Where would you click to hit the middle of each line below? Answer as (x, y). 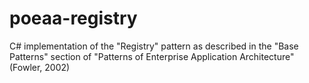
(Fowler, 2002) (40, 67)
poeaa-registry (73, 18)
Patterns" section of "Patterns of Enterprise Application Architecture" (152, 56)
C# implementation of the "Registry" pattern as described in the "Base (154, 46)
